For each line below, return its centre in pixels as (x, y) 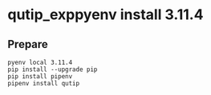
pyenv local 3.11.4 (40, 62)
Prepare (28, 44)
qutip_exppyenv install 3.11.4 (105, 15)
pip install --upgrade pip (53, 69)
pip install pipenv (40, 77)
